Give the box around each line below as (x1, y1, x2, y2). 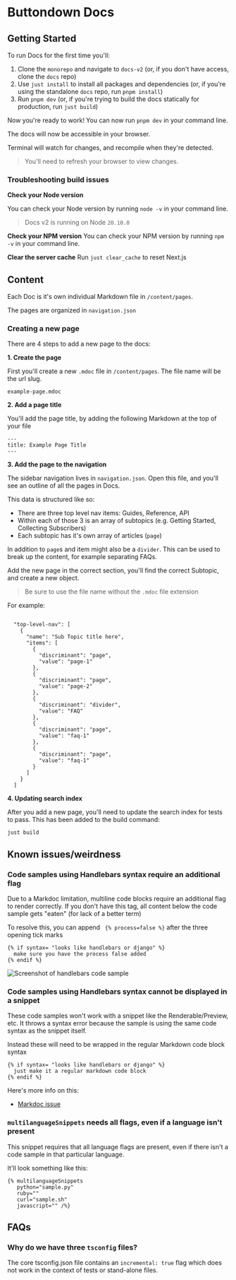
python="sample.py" (16, 1183, 74, 1191)
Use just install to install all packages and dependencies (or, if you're (17, 80, 226, 88)
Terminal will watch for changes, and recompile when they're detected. (7, 143, 213, 152)
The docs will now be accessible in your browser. (7, 130, 151, 138)
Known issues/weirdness (7, 848, 121, 860)
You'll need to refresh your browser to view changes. (24, 157, 179, 165)
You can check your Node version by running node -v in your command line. (7, 204, 229, 213)
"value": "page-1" (38, 658, 93, 665)
